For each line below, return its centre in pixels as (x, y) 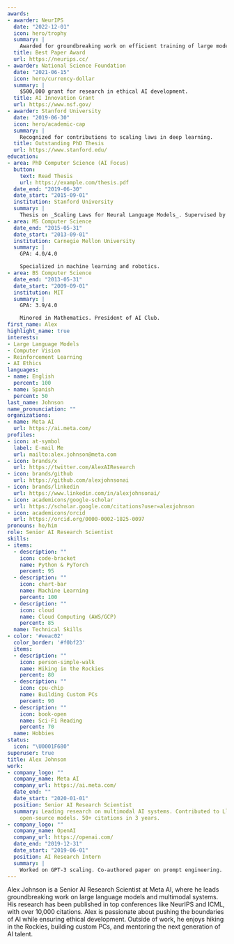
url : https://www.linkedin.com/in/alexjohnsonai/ (87, 493)
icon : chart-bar (44, 584)
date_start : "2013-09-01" (51, 235)
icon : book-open (44, 714)
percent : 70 (37, 727)
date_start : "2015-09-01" (51, 196)
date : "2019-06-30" (42, 117)
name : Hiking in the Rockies (62, 669)
